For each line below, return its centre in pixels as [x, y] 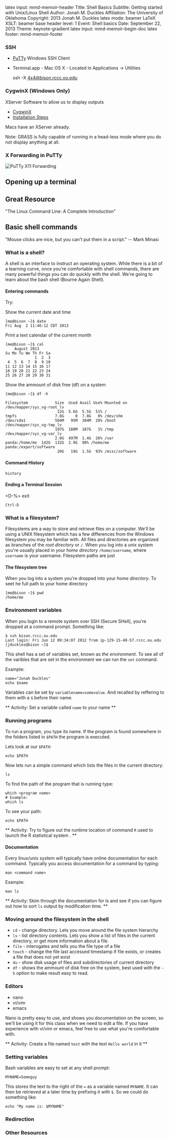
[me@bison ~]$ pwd [24, 593]
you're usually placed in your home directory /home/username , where [76, 550]
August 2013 [27, 349]
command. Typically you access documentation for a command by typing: [82, 864]
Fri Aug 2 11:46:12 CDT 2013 [37, 326]
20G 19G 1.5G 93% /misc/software [97, 452]
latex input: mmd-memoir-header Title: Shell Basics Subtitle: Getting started [84, 7]
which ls [14, 802]
